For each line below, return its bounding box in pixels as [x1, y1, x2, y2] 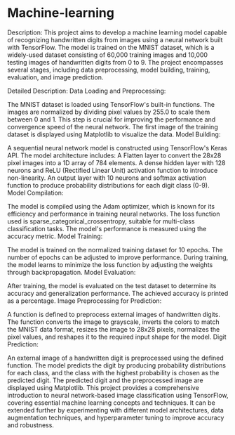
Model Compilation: [7, 188, 64, 197]
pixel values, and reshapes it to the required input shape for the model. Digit [7, 332, 227, 341]
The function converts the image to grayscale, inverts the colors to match [7, 318, 220, 326]
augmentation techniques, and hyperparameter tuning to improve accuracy [7, 413, 224, 422]
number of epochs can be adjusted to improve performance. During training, [7, 253, 229, 261]
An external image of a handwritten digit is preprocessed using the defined [7, 353, 224, 362]
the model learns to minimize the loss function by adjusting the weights [7, 260, 213, 268]
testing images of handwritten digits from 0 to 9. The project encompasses [7, 58, 224, 66]
